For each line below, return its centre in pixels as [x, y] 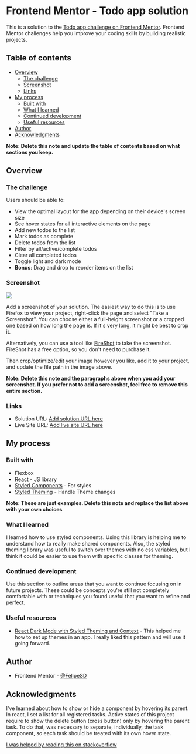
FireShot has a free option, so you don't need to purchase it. [78, 349]
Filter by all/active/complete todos [56, 249]
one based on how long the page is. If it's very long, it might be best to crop [97, 325]
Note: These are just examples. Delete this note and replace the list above [97, 503]
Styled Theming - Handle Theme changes [65, 492]
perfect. [16, 602]
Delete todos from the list [45, 243]
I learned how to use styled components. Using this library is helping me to [96, 537]
